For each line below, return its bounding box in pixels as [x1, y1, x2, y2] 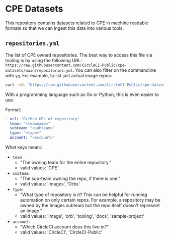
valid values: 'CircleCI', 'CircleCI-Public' [20, 229, 103, 235]
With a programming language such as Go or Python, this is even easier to [5, 91, 159, 98]
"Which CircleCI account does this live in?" [20, 224, 109, 230]
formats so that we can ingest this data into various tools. [5, 25, 124, 31]
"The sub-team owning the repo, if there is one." [20, 175, 121, 181]
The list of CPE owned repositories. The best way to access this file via [5, 52, 152, 58]
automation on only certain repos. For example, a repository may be [20, 197, 161, 203]
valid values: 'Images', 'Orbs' [20, 181, 80, 187]
